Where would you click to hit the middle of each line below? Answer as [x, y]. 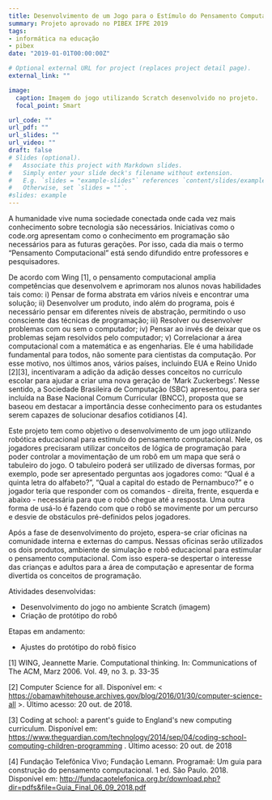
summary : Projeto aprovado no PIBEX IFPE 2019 [88, 24]
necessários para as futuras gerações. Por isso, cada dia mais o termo [126, 244]
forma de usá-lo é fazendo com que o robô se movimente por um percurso [134, 508]
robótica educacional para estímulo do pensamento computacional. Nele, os [136, 439]
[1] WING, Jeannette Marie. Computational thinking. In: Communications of [133, 663]
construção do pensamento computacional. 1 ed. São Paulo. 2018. [119, 770]
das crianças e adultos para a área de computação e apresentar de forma [131, 567]
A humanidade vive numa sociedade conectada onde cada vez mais [122, 218]
